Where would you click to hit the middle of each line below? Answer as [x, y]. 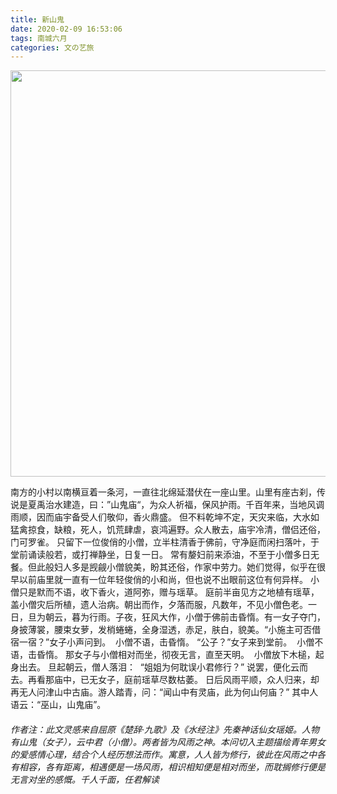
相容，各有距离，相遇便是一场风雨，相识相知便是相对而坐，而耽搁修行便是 [172, 767]
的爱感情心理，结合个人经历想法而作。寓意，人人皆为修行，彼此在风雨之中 [163, 754]
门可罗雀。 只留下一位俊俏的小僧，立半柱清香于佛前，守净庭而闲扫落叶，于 [165, 542]
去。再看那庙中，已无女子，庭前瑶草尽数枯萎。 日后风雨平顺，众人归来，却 [165, 680]
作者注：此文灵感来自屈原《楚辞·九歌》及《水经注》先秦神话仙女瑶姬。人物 [165, 729]
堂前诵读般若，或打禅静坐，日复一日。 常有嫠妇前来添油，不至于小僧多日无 [165, 555]
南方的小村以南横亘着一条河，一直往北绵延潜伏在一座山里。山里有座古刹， [163, 492]
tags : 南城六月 [39, 38]
